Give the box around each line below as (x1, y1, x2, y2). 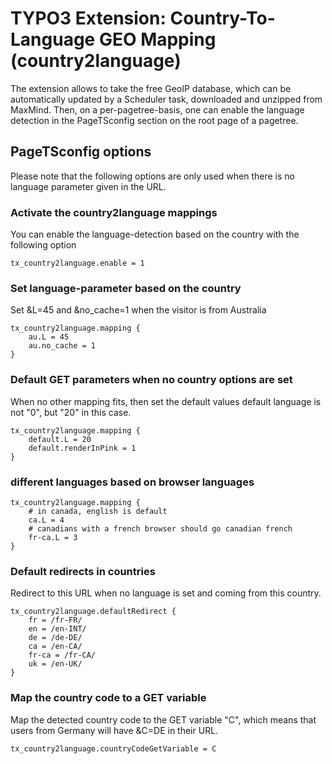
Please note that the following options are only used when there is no (10, 170, 295, 182)
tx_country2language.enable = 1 (10, 258, 145, 269)
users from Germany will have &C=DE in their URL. (10, 724, 219, 736)
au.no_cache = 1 (28, 341, 97, 351)
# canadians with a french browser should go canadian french (28, 523, 293, 534)
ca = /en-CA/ (28, 642, 83, 652)
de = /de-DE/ (28, 633, 83, 643)
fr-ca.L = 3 (28, 532, 78, 542)
